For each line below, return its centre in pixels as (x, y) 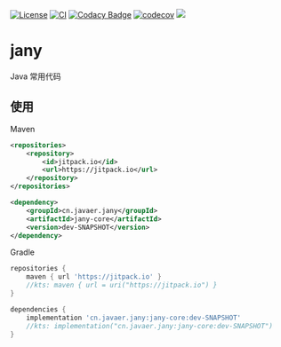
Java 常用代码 (36, 76)
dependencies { (38, 309)
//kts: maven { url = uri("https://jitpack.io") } (122, 285)
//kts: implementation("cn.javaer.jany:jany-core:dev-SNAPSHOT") (150, 326)
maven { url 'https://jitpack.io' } (94, 277)
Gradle (22, 252)
